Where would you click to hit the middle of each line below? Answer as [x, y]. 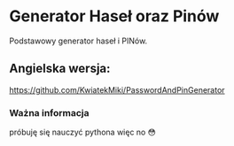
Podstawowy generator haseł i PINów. [78, 41]
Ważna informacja [50, 112]
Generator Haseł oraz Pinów [114, 16]
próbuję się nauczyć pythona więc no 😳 [83, 132]
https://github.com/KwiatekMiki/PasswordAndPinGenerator [117, 89]
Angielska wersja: [60, 69]
